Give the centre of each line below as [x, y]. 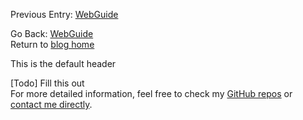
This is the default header [63, 63]
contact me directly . [51, 104]
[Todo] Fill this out [47, 83]
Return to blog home [52, 44]
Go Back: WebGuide [52, 33]
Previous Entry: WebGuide [64, 14]
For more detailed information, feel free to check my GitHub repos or [151, 93]
